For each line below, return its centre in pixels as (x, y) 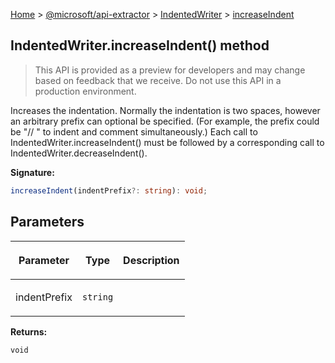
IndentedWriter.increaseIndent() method (140, 45)
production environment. (85, 91)
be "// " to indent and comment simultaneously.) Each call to (134, 131)
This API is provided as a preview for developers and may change (170, 70)
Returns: (29, 331)
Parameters (47, 222)
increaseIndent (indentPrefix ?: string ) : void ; (109, 190)
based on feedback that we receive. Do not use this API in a (158, 80)
